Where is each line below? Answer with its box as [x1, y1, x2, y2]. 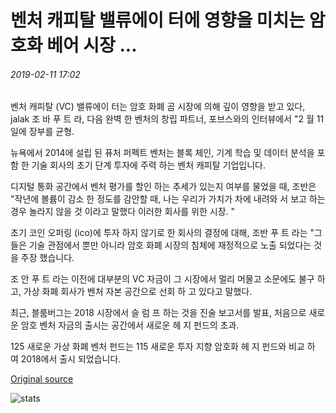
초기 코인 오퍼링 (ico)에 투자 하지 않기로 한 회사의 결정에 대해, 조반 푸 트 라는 [10, 227, 308, 239]
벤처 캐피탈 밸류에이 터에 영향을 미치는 [10, 9, 306, 32]
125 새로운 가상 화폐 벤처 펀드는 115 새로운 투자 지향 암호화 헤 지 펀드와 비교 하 [10, 341, 316, 353]
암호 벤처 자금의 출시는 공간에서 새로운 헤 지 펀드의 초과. [20, 319, 240, 331]
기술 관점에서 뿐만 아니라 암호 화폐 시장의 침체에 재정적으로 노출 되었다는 [28, 239, 312, 251]
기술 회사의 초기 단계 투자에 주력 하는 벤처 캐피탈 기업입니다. [31, 159, 266, 171]
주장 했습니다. [20, 252, 75, 264]
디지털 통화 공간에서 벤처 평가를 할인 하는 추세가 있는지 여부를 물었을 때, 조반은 [10, 181, 317, 193]
